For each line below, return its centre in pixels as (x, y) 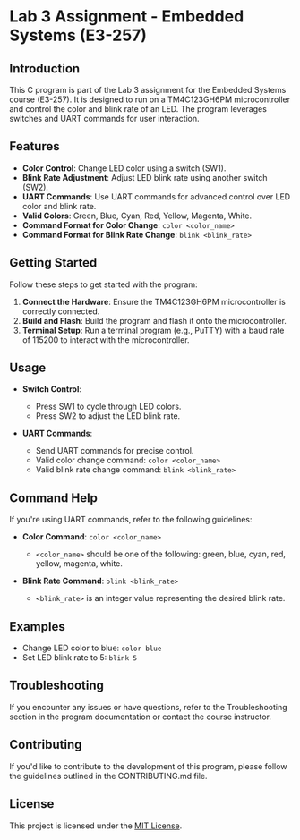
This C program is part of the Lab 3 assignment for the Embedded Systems (148, 90)
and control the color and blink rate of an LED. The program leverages (138, 109)
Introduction (45, 68)
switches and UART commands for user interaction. (104, 119)
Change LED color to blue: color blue (92, 648)
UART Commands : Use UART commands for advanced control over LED (156, 196)
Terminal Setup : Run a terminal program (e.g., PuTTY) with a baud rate (153, 330)
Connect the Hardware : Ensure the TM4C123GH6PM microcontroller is (154, 301)
